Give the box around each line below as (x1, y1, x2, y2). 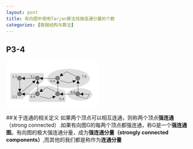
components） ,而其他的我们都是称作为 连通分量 (6, 136, 122, 144)
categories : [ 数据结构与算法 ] (6, 22, 74, 28)
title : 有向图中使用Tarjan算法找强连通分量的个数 (6, 15, 115, 22)
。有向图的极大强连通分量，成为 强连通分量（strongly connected (11, 129, 169, 136)
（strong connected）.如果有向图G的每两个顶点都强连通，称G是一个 (6, 121, 172, 129)
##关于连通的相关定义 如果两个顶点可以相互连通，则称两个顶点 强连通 (6, 114, 174, 121)
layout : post (6, 9, 38, 15)
